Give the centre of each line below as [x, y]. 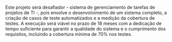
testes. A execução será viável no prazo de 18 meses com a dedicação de [83, 23]
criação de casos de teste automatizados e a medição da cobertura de [80, 18]
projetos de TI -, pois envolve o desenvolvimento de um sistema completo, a [86, 13]
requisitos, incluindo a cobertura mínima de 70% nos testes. [69, 34]
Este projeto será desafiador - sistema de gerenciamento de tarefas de [80, 7]
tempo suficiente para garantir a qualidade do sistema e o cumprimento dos [85, 29]
